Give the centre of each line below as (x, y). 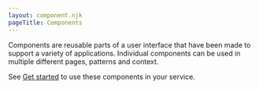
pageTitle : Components (45, 23)
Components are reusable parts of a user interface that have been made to (129, 44)
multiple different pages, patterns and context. (83, 61)
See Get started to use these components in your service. (102, 77)
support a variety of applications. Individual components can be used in (124, 53)
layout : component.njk (45, 15)
